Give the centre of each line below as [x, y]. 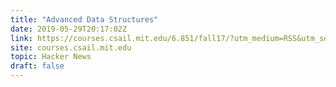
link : [21, 38]
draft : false [37, 66]
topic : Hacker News [51, 57]
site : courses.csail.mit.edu [71, 47]
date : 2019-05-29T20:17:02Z [69, 29]
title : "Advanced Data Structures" [84, 19]
